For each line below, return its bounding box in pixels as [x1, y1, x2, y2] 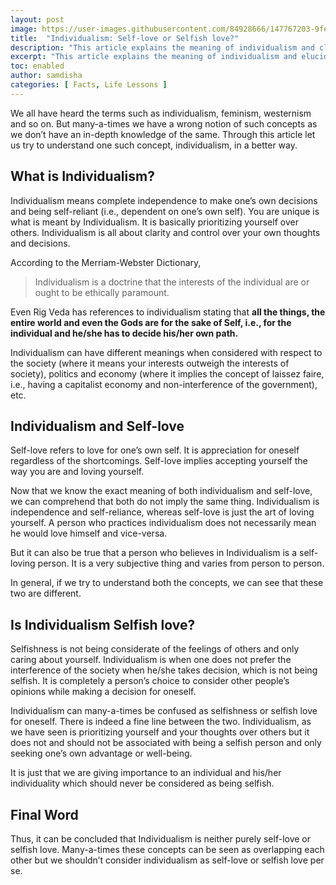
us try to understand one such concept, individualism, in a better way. [10, 139, 298, 151]
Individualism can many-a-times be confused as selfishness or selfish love [10, 705, 318, 717]
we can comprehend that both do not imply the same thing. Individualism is [10, 496, 320, 508]
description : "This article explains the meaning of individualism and [10, 42, 315, 53]
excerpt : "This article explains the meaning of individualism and [10, 52, 298, 62]
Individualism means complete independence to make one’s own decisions [10, 194, 318, 206]
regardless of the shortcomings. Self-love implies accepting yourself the [10, 455, 308, 467]
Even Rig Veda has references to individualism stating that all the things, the [10, 306, 326, 318]
